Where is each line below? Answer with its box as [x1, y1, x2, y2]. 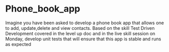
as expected [5, 41, 32, 47]
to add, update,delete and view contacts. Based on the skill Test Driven [5, 25, 155, 31]
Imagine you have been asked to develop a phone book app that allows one [5, 20, 164, 26]
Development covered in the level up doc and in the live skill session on [5, 30, 156, 36]
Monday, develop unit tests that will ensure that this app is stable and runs [5, 36, 161, 42]
